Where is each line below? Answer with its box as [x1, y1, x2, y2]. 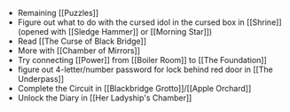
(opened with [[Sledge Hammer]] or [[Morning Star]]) [17, 27, 213, 36]
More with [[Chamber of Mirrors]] [17, 45, 140, 56]
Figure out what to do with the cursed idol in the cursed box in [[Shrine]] [17, 17, 282, 28]
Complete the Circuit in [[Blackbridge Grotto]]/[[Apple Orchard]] [17, 84, 252, 93]
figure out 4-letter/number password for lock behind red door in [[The [17, 64, 273, 75]
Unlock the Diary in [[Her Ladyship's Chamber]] [17, 92, 192, 103]
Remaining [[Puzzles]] [17, 8, 99, 18]
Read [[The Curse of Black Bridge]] [17, 36, 147, 46]
